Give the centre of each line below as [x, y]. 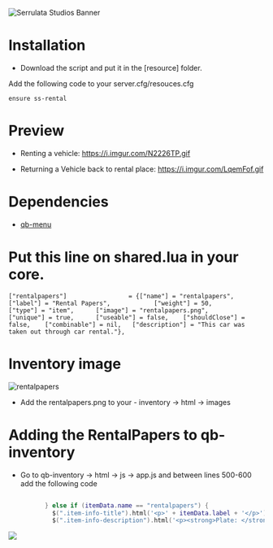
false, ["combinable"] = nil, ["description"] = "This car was [127, 324]
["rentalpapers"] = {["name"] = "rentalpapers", [121, 296]
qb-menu [36, 224]
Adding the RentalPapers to [103, 435]
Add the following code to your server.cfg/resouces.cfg [101, 83]
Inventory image [65, 364]
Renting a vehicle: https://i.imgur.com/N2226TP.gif [105, 153]
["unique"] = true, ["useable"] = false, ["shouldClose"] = [127, 317]
